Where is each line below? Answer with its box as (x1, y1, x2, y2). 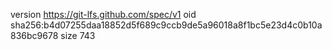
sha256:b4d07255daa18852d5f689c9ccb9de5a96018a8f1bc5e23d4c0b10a (10, 19, 323, 31)
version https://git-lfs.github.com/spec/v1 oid (10, 9, 197, 20)
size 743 (60, 30, 96, 41)
